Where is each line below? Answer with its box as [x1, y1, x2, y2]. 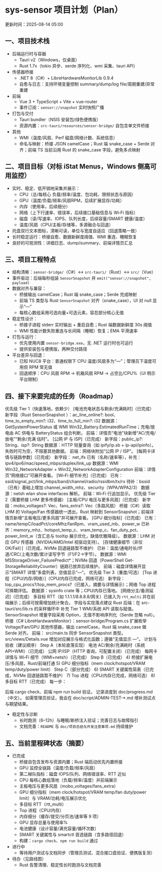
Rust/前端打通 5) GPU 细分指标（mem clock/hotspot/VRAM [28, 661, 146, 666]
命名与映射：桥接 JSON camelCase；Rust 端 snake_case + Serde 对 [19, 141, 155, 146]
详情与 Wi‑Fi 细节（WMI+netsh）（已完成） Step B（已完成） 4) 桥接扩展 [5, 654, 148, 660]
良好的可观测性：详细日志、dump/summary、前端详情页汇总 [12, 240, 133, 245]
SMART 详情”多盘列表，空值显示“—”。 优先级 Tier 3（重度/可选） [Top [11, 569, 152, 575]
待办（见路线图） [12, 856, 46, 861]
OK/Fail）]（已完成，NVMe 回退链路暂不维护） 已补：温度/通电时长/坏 [5, 545, 143, 551]
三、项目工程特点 [5, 255, 56, 263]
